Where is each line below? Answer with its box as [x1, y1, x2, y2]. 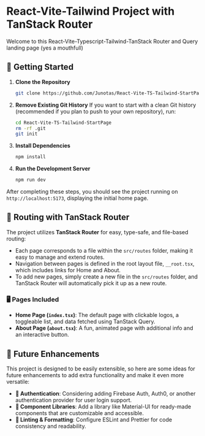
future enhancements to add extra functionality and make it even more [6, 371, 184, 378]
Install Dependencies [15, 142, 70, 150]
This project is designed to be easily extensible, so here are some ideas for [6, 365, 196, 372]
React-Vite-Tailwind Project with [6, 4, 175, 18]
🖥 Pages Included [6, 295, 59, 304]
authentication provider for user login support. [15, 396, 132, 403]
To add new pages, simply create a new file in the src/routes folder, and [15, 273, 198, 280]
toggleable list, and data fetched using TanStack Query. [15, 318, 156, 326]
